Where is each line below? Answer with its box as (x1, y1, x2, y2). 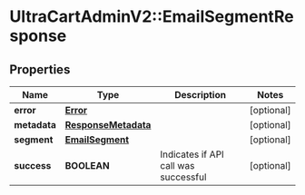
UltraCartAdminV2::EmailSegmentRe (9, 6, 294, 27)
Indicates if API (160, 148, 224, 161)
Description (174, 89, 227, 101)
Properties (9, 62, 71, 77)
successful (160, 171, 207, 183)
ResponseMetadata (64, 119, 152, 131)
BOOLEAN (64, 160, 111, 171)
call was (160, 160, 195, 171)
